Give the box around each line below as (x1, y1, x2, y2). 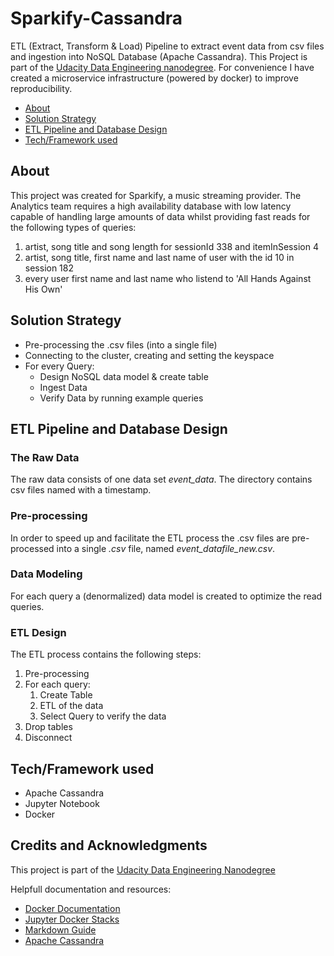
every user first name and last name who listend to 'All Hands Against (24, 272, 312, 284)
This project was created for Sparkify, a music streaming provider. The (10, 189, 302, 201)
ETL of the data (39, 700, 104, 712)
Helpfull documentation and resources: (10, 883, 172, 895)
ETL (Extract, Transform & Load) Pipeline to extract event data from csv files (10, 40, 325, 52)
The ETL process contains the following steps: (10, 648, 202, 661)
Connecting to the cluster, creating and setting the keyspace (24, 349, 275, 361)
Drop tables (24, 721, 73, 733)
